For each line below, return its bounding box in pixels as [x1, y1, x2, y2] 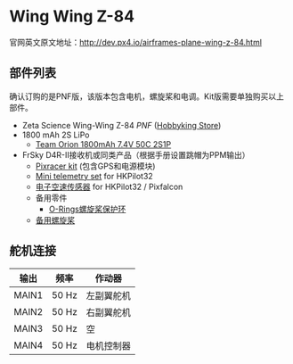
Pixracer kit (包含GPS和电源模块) [35, 161, 156, 171]
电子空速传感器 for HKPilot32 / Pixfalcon [35, 181, 183, 192]
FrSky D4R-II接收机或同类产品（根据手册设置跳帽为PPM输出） [21, 149, 251, 160]
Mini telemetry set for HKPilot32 [35, 170, 153, 181]
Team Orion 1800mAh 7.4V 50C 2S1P [35, 138, 172, 149]
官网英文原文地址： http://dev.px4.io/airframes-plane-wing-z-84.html [9, 37, 263, 47]
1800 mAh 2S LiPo [21, 129, 90, 140]
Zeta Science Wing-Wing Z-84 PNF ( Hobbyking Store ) [21, 120, 222, 130]
